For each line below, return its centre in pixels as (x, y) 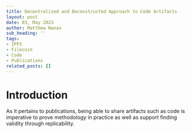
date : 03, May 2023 (30, 22)
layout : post (22, 17)
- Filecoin (19, 50)
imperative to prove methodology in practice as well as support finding (92, 117)
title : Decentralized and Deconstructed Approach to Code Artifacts (92, 11)
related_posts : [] (29, 66)
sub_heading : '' (26, 33)
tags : (13, 39)
